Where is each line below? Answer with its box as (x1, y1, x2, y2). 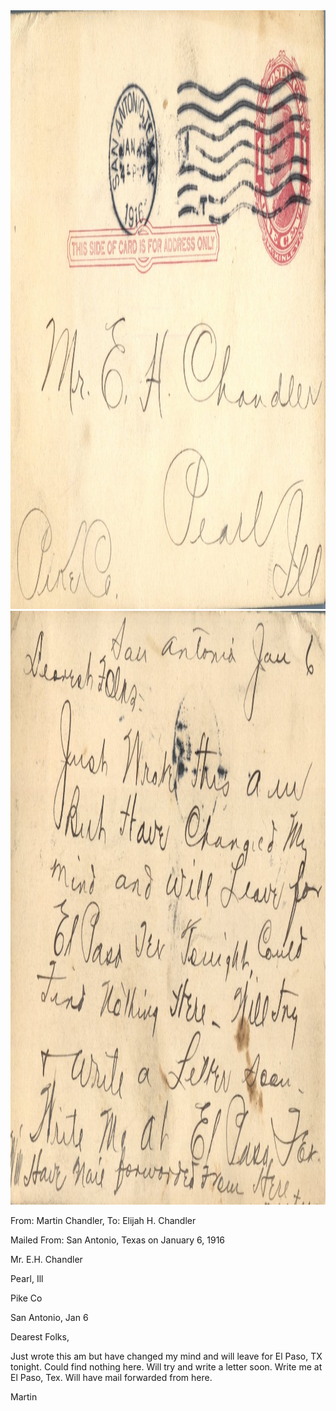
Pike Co (10, 1292, 43, 1304)
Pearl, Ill (10, 1273, 44, 1284)
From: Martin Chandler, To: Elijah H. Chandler (10, 1215, 197, 1226)
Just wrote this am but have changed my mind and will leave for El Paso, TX (10, 1350, 323, 1362)
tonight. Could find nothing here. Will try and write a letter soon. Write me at (10, 1361, 323, 1373)
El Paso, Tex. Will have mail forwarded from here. (10, 1372, 213, 1383)
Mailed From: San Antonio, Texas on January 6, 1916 (10, 1234, 226, 1246)
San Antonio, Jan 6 (10, 1312, 89, 1323)
